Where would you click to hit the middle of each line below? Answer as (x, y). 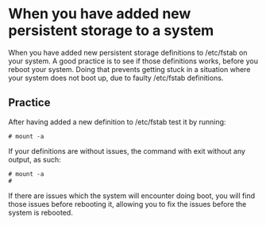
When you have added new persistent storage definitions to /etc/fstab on (128, 52)
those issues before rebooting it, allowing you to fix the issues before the (127, 204)
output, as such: (35, 159)
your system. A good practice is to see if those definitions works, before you (133, 61)
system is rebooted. (40, 212)
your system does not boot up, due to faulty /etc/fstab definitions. (116, 78)
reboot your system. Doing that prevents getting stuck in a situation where (129, 69)
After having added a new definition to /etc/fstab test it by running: (117, 122)
